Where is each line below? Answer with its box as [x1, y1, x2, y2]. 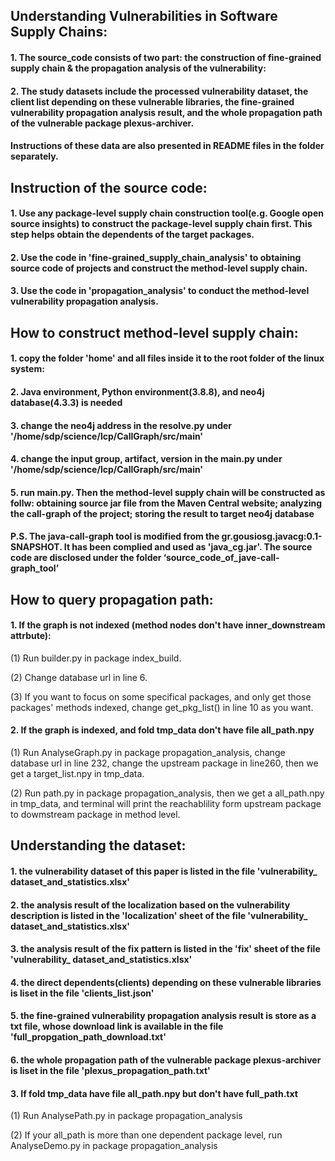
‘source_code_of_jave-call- [163, 552, 280, 564]
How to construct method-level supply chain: [10, 324, 299, 341]
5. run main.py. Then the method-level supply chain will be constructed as [10, 486, 326, 498]
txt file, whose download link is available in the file [10, 1020, 224, 1033]
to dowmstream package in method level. [10, 809, 181, 821]
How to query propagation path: [10, 591, 214, 608]
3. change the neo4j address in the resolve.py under [10, 419, 233, 431]
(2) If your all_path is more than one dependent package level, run [10, 1129, 283, 1141]
